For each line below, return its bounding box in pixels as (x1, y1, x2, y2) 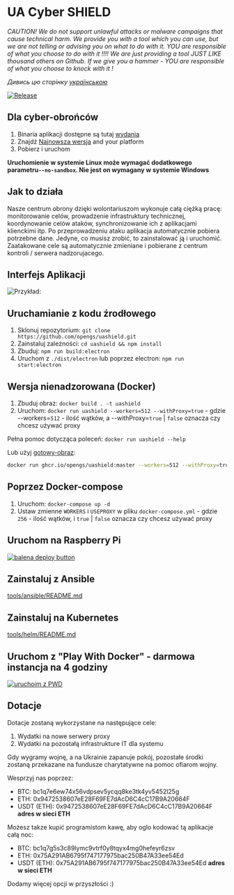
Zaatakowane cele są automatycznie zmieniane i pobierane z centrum (7, 241, 208, 249)
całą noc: (7, 830, 33, 839)
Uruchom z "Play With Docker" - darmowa (7, 651, 195, 662)
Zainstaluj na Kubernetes (7, 612, 119, 623)
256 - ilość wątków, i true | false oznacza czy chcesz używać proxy (17, 514, 212, 522)
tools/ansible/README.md (7, 591, 83, 600)
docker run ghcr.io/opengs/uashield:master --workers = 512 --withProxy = (7, 462, 219, 469)
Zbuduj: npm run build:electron (17, 347, 110, 355)
